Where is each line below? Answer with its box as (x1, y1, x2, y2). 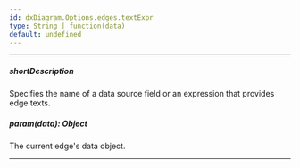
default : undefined (9, 29, 82, 38)
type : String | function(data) (9, 21, 126, 30)
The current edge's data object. (9, 140, 126, 152)
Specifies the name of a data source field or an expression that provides (9, 88, 275, 99)
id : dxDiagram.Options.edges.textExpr (9, 13, 154, 22)
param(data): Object (9, 118, 87, 129)
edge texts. (9, 97, 51, 108)
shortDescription (9, 65, 74, 76)
